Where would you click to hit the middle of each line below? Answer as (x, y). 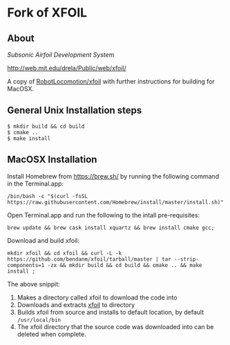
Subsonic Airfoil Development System (61, 55)
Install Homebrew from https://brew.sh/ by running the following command (113, 176)
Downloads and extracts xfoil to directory (76, 304)
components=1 (26, 265)
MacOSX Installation (52, 160)
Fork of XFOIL (47, 13)
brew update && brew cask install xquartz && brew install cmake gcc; (111, 228)
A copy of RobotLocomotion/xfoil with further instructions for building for (111, 81)
